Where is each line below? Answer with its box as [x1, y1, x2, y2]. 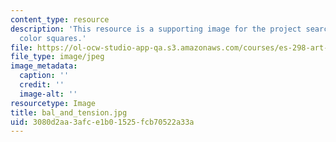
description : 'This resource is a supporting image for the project [10, 24, 302, 34]
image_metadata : [10, 61, 78, 71]
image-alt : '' [19, 89, 78, 99]
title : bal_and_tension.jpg [10, 107, 128, 118]
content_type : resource [10, 14, 110, 25]
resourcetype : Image [10, 98, 97, 108]
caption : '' [19, 71, 70, 81]
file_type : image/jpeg [10, 52, 105, 62]
